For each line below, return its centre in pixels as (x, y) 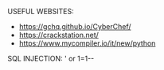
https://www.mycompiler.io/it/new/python (87, 43)
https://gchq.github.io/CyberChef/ (75, 26)
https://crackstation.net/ (59, 35)
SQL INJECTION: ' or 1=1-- (51, 59)
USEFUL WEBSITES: (41, 11)
